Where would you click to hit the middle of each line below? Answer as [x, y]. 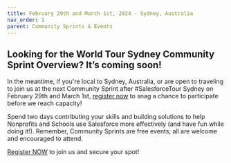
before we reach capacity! [45, 103]
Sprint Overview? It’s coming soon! [84, 65]
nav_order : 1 [26, 20]
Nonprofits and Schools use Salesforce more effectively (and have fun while [116, 124]
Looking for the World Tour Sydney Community [111, 54]
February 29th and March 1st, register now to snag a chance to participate [113, 96]
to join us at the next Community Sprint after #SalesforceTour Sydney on [110, 89]
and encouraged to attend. [45, 139]
